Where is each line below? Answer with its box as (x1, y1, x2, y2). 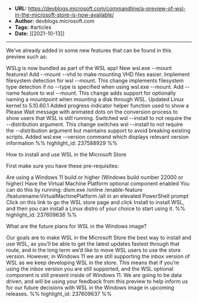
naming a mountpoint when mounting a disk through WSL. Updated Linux (6, 96, 184, 102)
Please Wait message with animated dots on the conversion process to (6, 108, 178, 115)
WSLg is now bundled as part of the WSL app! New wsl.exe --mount (6, 65, 172, 71)
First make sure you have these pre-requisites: (6, 162, 120, 169)
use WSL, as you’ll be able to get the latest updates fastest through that (6, 241, 180, 247)
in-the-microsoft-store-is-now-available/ (14, 11, 114, 18)
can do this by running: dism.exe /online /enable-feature (6, 187, 143, 193)
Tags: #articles (14, 24, 52, 31)
